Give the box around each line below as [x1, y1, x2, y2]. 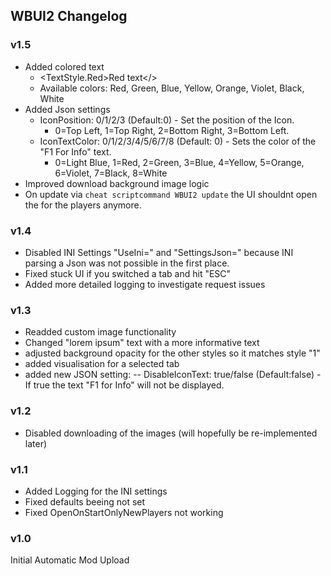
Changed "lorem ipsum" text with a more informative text [24, 337, 260, 349]
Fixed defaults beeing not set [24, 495, 146, 508]
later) [24, 437, 48, 449]
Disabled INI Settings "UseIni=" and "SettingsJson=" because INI [24, 246, 294, 258]
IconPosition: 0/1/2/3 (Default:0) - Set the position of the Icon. [39, 114, 295, 126]
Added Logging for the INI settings [24, 485, 168, 497]
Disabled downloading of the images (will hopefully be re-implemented [24, 427, 318, 439]
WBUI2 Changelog [10, 8, 128, 25]
